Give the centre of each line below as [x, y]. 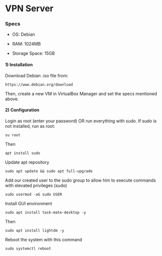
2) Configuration [22, 110]
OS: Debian [23, 34]
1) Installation [19, 65]
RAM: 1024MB [26, 44]
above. [12, 99]
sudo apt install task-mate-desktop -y [46, 212]
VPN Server [29, 9]
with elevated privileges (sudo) [36, 185]
